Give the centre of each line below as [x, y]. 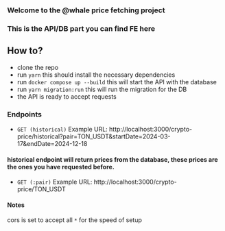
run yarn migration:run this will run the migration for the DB [102, 89]
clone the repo [38, 67]
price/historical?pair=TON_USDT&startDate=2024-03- [94, 136]
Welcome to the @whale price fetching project [86, 10]
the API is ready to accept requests [67, 96]
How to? [25, 51]
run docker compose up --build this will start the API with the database [117, 82]
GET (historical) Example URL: [62, 129]
